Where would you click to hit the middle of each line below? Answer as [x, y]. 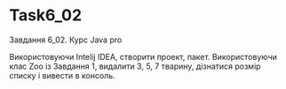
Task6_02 [46, 15]
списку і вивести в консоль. [62, 75]
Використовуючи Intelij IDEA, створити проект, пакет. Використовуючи [143, 56]
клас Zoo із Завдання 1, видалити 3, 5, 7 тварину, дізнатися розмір [135, 66]
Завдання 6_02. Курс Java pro [66, 40]
